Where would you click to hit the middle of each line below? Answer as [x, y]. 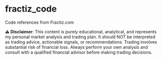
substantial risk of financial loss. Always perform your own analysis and [76, 47]
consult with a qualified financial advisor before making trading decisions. [79, 52]
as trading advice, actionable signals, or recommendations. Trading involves [81, 42]
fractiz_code [31, 9]
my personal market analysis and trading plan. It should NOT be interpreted [80, 37]
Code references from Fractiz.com [40, 22]
